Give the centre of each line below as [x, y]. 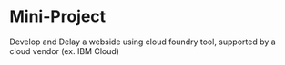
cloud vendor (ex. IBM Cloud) [65, 51]
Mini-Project [58, 17]
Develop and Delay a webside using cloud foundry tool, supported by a [142, 42]
